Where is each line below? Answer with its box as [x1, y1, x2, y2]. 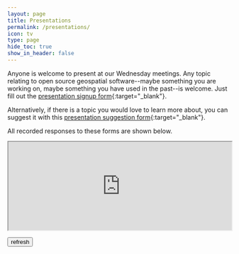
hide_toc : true [7, 43, 52, 50]
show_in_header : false [7, 50, 74, 57]
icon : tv [7, 30, 33, 37]
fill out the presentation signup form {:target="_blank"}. [7, 91, 167, 100]
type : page [7, 37, 40, 44]
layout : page [7, 10, 46, 18]
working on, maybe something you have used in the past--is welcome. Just [7, 84, 228, 93]
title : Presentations [7, 17, 72, 24]
